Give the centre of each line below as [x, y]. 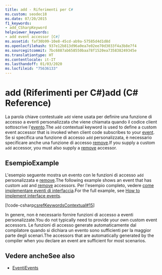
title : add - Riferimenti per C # [39, 10]
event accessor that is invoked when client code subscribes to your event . [80, 132]
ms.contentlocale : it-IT [30, 60]
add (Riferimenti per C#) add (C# [72, 93]
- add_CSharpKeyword [26, 28]
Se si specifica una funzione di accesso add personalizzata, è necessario [79, 137]
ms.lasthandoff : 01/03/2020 [34, 64]
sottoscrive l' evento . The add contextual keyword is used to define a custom [81, 127]
